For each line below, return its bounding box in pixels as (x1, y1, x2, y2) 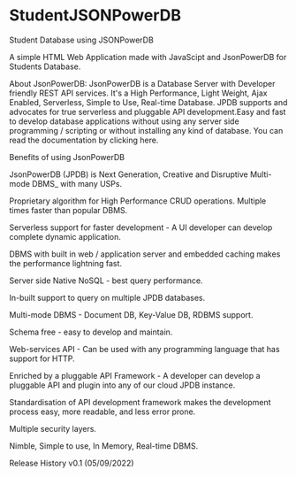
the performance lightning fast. (9, 258, 122, 268)
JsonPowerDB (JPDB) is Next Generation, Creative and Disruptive (9, 169, 249, 180)
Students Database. (9, 61, 81, 72)
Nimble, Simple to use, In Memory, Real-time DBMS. (9, 440, 199, 451)
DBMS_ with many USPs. (32, 178, 122, 188)
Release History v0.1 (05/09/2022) (9, 458, 134, 468)
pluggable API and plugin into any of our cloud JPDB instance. (9, 380, 236, 390)
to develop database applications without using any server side (9, 116, 240, 127)
